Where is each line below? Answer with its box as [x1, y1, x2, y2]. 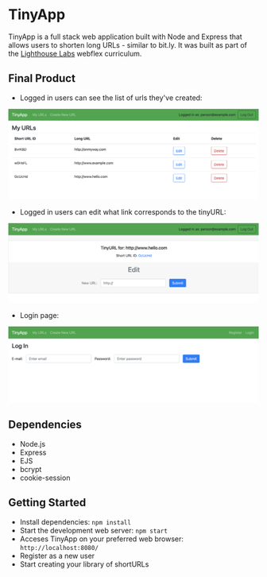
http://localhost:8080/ [19, 544, 99, 552]
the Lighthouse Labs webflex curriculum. [8, 48, 142, 58]
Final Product [8, 72, 75, 85]
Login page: [19, 311, 60, 320]
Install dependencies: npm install [19, 517, 131, 526]
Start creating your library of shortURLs [19, 559, 149, 569]
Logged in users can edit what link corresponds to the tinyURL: [19, 207, 226, 217]
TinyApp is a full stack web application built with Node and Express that [8, 32, 242, 41]
